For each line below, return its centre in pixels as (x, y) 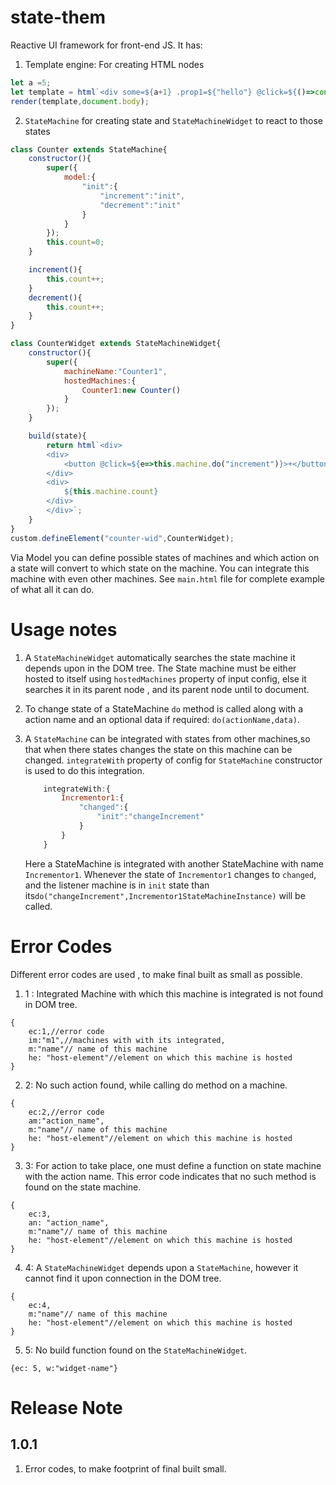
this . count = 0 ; (75, 242)
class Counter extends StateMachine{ (89, 149)
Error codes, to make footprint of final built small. (125, 1468)
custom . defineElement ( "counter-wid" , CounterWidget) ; (122, 538)
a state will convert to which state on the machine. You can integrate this (160, 568)
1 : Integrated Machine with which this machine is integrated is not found (174, 993)
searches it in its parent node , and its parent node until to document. (167, 689)
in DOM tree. (51, 1004)
